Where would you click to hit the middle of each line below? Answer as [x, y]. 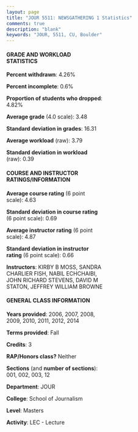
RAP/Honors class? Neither [42, 356]
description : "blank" [34, 29]
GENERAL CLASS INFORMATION [48, 301]
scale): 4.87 [21, 236]
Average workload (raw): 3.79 [45, 141]
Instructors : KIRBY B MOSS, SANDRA [54, 267]
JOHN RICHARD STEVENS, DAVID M [53, 280]
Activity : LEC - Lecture [36, 422]
